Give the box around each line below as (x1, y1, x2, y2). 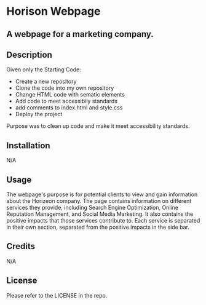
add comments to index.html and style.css (15, 104, 123, 111)
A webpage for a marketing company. (6, 29, 154, 39)
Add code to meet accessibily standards (15, 97, 118, 105)
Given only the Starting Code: (6, 66, 81, 73)
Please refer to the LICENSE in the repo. (6, 291, 108, 299)
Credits (6, 241, 36, 252)
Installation (6, 140, 50, 151)
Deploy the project (15, 111, 63, 118)
